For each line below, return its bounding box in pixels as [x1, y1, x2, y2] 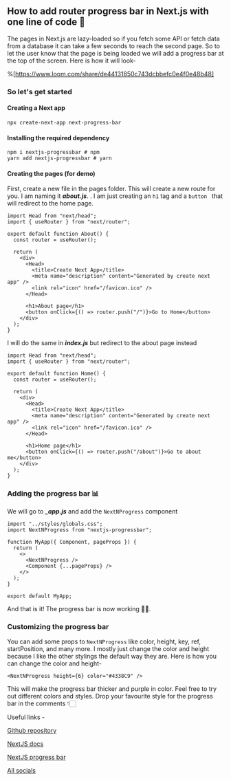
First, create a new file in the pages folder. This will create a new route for [7, 185, 216, 193]
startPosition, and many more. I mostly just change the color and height [7, 644, 210, 652]
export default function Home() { [7, 371, 107, 377]
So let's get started [7, 87, 72, 96]
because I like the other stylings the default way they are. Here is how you [7, 652, 217, 660]
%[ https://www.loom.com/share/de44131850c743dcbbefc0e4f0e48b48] [7, 69, 214, 78]
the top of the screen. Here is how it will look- [7, 56, 136, 65]
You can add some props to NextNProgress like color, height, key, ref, [7, 637, 201, 646]
